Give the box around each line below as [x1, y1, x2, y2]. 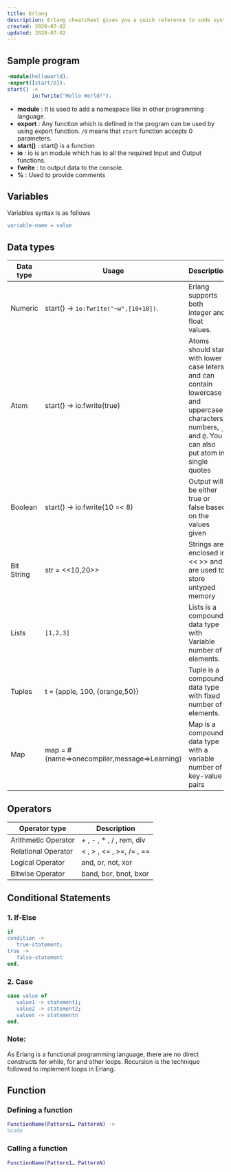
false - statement [16, 954, 63, 961]
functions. [16, 156, 46, 164]
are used [188, 566, 217, 575]
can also [188, 440, 216, 449]
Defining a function [7, 1105, 74, 1115]
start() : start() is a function [16, 141, 95, 150]
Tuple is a [188, 666, 220, 675]
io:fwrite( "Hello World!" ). [32, 92, 112, 99]
